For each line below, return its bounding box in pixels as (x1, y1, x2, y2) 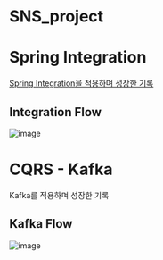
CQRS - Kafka (9, 159, 113, 180)
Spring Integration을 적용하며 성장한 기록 (9, 78, 154, 88)
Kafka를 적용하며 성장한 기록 (9, 189, 110, 200)
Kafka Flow (9, 216, 73, 231)
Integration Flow (9, 105, 102, 120)
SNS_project (9, 6, 104, 27)
